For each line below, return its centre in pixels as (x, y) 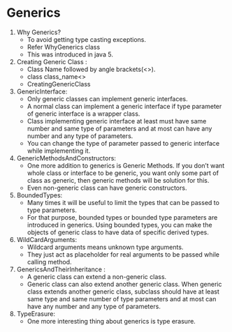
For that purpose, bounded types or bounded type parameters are (122, 217)
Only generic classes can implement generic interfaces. (107, 98)
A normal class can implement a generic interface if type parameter (124, 106)
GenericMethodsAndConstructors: (66, 158)
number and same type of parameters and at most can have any (119, 128)
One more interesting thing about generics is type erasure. (111, 321)
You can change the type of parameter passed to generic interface (123, 143)
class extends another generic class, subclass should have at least (123, 292)
